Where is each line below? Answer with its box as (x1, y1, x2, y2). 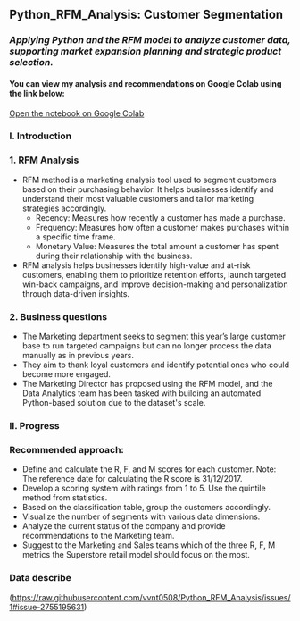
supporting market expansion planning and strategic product (9, 45, 282, 57)
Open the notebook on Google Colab (9, 107, 145, 119)
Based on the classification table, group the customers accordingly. (21, 502, 271, 513)
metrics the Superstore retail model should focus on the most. (21, 550, 250, 560)
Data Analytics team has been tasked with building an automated (21, 388, 262, 399)
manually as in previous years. (21, 350, 134, 361)
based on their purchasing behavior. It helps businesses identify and (21, 183, 274, 195)
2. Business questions (9, 310, 108, 323)
